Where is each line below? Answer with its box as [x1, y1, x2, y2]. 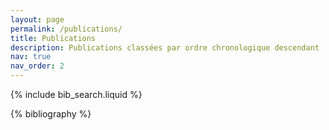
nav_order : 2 [10, 61, 65, 71]
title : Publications [10, 33, 97, 43]
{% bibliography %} [10, 108, 92, 120]
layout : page [10, 14, 65, 25]
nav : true [10, 52, 52, 62]
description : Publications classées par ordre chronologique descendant [10, 42, 320, 53]
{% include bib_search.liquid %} [10, 89, 143, 100]
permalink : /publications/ [10, 24, 123, 34]
